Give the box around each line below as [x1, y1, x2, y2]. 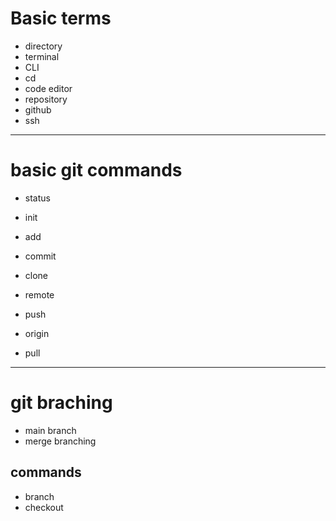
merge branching [24, 435, 97, 447]
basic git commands [10, 159, 183, 182]
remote [24, 288, 55, 301]
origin [24, 327, 50, 339]
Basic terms [10, 7, 112, 30]
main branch [24, 424, 77, 436]
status [24, 192, 51, 204]
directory [24, 40, 63, 52]
